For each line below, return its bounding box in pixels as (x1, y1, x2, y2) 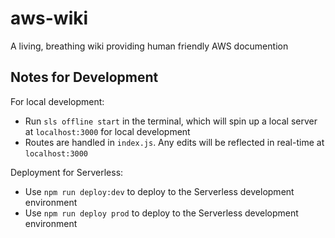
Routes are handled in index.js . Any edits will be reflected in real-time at (24, 136, 325, 148)
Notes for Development (10, 69, 159, 86)
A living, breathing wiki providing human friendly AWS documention (10, 40, 289, 52)
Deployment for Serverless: (10, 166, 124, 178)
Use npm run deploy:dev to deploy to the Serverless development (24, 185, 295, 197)
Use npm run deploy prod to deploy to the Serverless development (24, 207, 299, 219)
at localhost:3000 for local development (24, 125, 191, 137)
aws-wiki (10, 7, 89, 30)
